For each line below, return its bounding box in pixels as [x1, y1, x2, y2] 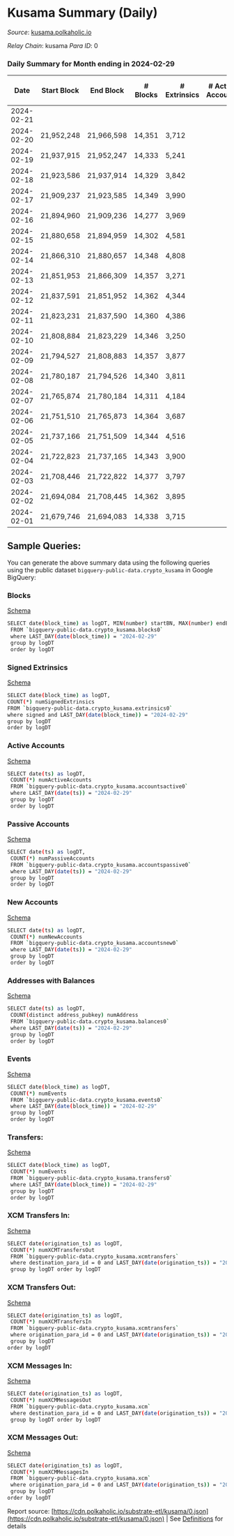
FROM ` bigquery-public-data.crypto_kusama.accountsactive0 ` [10, 783, 189, 790]
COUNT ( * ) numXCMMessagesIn [10, 1468, 89, 1475]
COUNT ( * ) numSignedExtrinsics [7, 698, 95, 706]
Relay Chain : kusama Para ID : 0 [7, 41, 99, 50]
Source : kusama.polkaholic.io [7, 28, 92, 36]
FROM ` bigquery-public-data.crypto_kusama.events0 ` [10, 1096, 164, 1103]
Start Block [41, 86, 79, 96]
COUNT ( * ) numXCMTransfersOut [10, 1246, 95, 1253]
